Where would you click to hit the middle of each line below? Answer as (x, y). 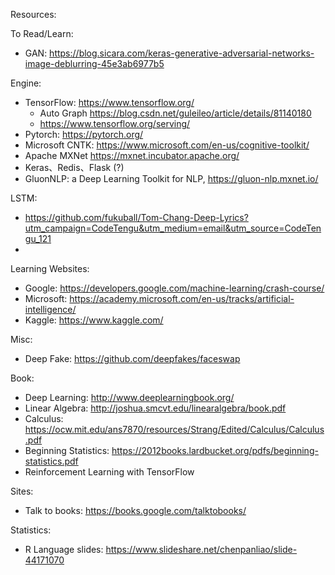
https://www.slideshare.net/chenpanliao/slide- (201, 549)
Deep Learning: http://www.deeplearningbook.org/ (129, 397)
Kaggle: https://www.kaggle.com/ (94, 320)
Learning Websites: (50, 268)
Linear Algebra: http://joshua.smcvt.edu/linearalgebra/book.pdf (155, 408)
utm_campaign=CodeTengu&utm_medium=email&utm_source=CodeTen (173, 228)
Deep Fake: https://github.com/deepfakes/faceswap (132, 358)
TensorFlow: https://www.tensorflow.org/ (109, 102)
